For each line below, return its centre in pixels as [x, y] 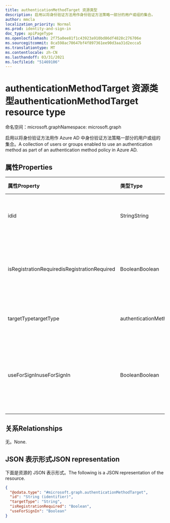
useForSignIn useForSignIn [39, 375]
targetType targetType [34, 319]
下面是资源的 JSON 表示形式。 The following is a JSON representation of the [84, 472]
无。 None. [16, 442]
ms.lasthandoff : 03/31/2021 [35, 57]
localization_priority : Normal [38, 24]
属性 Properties [29, 167]
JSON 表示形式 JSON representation [62, 459]
